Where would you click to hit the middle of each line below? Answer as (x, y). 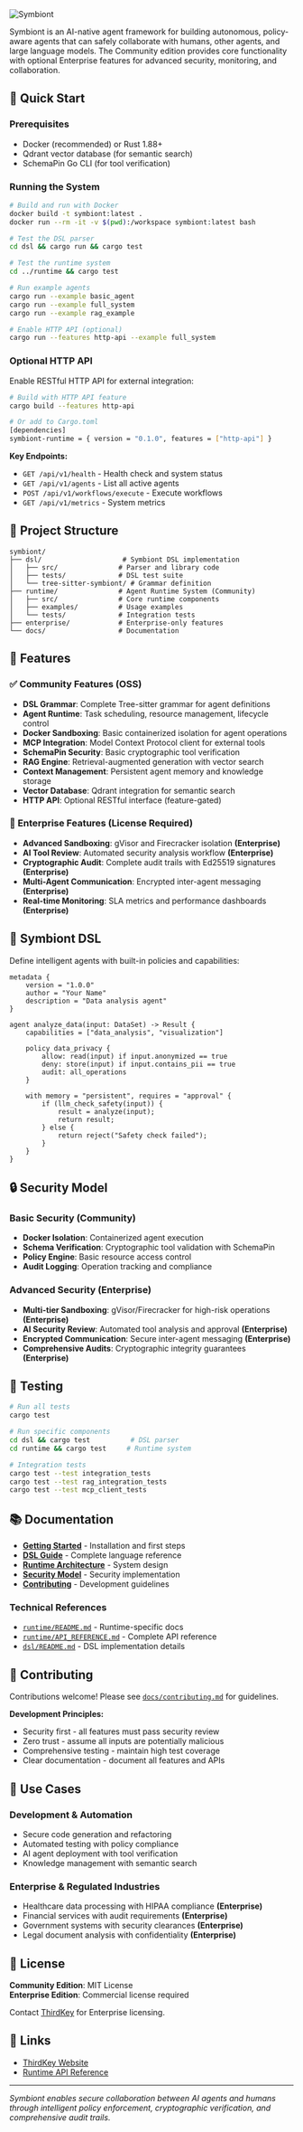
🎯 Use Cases (46, 1789)
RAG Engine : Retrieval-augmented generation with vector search (143, 761)
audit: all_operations (84, 1072)
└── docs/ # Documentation (94, 631)
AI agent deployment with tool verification (100, 1854)
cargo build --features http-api (72, 406)
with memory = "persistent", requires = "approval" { (129, 1096)
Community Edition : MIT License (71, 1986)
